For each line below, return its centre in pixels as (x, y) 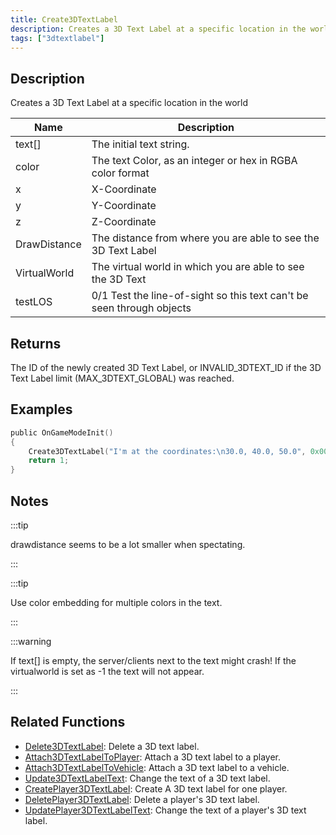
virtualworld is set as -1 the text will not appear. (107, 671)
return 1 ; (49, 461)
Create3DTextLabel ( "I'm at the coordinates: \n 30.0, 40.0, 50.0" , (167, 451)
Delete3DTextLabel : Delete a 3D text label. (112, 746)
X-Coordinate (124, 189)
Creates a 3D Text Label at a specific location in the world (129, 103)
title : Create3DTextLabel (64, 19)
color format (120, 173)
